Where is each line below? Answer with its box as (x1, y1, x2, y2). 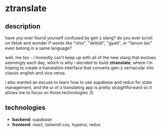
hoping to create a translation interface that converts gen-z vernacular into (5, 65, 154, 71)
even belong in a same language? (5, 45, 72, 51)
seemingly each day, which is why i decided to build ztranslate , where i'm (5, 60, 153, 65)
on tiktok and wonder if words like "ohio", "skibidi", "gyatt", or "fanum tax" (5, 40, 152, 46)
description (5, 22, 41, 30)
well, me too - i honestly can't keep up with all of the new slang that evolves (5, 55, 156, 60)
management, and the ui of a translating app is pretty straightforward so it (5, 85, 152, 90)
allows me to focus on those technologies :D (5, 90, 93, 95)
